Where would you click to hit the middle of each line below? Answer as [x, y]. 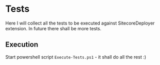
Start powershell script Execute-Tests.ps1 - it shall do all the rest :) [76, 57]
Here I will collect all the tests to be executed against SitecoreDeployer [80, 23]
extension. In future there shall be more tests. [54, 28]
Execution [22, 45]
